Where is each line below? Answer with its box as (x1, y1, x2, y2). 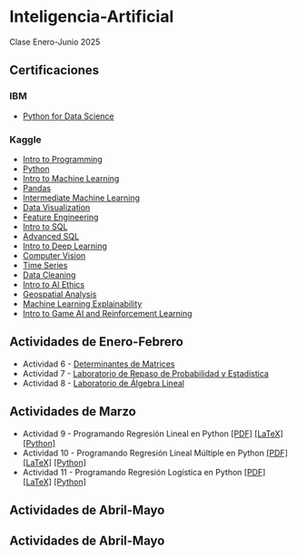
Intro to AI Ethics (22, 278, 84, 289)
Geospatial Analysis (22, 288, 97, 299)
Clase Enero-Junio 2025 (9, 36, 101, 47)
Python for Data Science (22, 111, 115, 122)
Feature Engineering (22, 211, 99, 222)
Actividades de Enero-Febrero (9, 334, 183, 350)
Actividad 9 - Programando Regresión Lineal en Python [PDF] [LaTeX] (22, 428, 283, 439)
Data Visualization (22, 201, 91, 212)
